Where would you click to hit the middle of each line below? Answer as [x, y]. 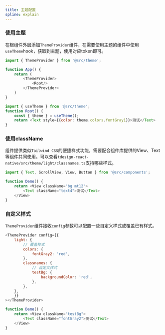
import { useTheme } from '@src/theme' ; [48, 106]
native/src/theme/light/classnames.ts [45, 163]
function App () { [23, 69]
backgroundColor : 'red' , [67, 277]
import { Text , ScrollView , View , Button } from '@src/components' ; [78, 172]
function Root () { [24, 111]
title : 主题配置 [20, 10]
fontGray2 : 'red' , [51, 254]
